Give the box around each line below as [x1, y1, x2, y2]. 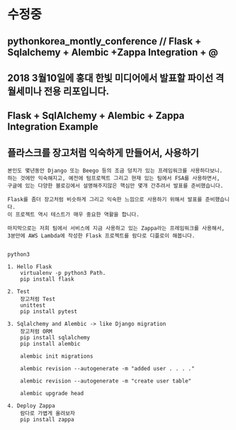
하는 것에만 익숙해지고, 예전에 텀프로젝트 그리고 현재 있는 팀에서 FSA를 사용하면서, [7, 175, 220, 182]
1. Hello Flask [7, 264, 52, 271]
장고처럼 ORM [20, 328, 53, 335]
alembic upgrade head [20, 390, 84, 397]
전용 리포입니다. [43, 85, 110, 97]
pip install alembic [20, 341, 81, 348]
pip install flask [20, 276, 74, 283]
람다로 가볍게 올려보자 [20, 410, 76, 417]
